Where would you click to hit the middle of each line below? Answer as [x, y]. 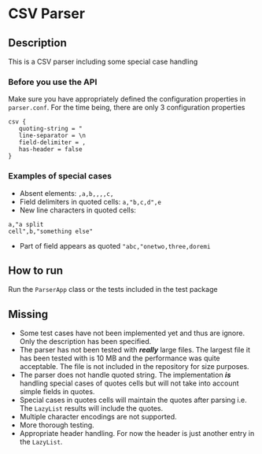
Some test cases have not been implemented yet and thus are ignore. [132, 333]
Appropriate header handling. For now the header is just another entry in [137, 434]
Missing [28, 314]
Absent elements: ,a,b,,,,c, [66, 193]
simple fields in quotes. [57, 392]
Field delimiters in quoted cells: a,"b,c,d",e [90, 201]
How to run [36, 270]
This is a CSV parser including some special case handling [103, 61]
